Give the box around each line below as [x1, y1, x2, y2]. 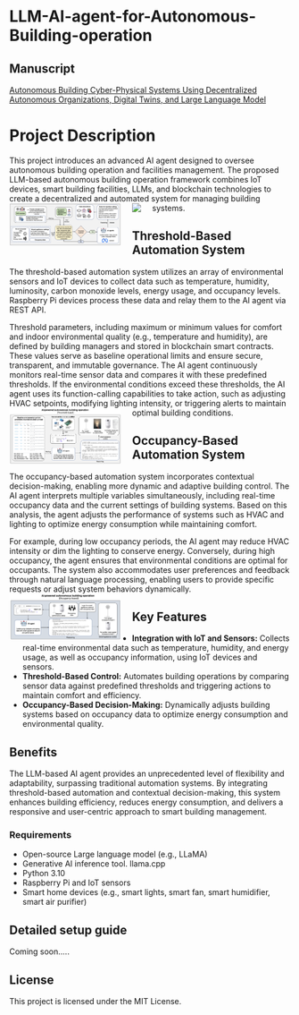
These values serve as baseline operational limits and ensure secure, [9, 350, 263, 361]
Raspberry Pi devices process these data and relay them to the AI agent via [9, 294, 287, 305]
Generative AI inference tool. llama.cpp [21, 858, 166, 869]
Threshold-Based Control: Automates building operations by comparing [21, 671, 290, 682]
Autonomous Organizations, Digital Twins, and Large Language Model [9, 94, 266, 105]
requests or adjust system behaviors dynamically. [9, 584, 192, 594]
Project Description [9, 125, 156, 146]
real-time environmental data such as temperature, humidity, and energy [21, 643, 289, 653]
